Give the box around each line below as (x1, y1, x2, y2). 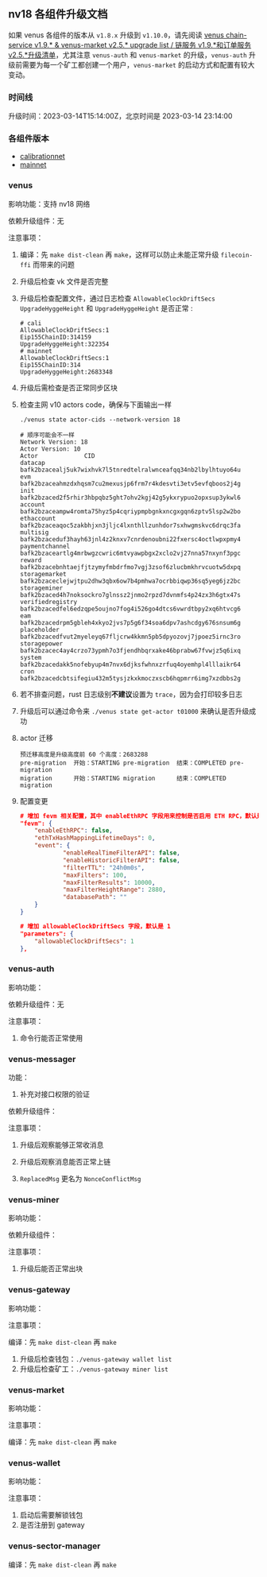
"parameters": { (19, 929, 74, 938)
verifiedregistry (19, 598, 78, 606)
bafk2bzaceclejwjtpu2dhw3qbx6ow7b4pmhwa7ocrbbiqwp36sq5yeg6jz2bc (19, 577, 241, 585)
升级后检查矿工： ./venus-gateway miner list (19, 1364, 168, 1374)
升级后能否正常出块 (19, 1264, 83, 1273)
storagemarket (19, 570, 67, 578)
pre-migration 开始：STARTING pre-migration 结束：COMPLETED (19, 758, 226, 767)
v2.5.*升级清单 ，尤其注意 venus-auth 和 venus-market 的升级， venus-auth (8, 50, 248, 60)
